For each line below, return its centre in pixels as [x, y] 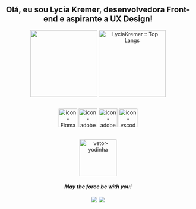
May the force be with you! [98, 187]
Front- [178, 10]
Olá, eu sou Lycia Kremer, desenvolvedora [86, 10]
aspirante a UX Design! [110, 19]
